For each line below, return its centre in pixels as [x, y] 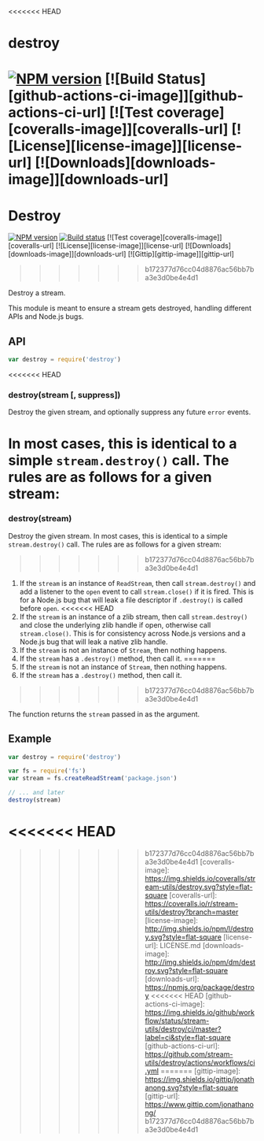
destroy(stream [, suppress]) [64, 395]
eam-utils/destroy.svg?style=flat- [199, 887]
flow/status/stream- [177, 1021]
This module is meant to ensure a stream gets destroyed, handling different [130, 308]
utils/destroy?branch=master [192, 912]
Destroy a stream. [37, 293]
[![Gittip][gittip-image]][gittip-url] [181, 254]
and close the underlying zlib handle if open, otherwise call [115, 624]
